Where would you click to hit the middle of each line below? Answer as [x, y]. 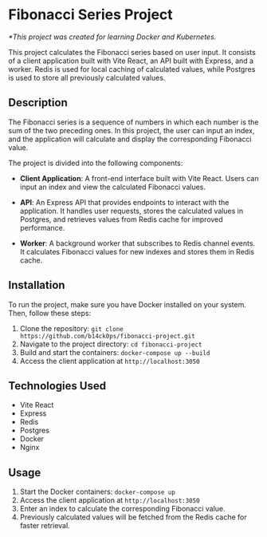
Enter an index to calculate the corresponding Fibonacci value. [122, 509]
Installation [37, 285]
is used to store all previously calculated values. [87, 77]
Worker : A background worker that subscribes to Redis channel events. [137, 243]
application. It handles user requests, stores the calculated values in [132, 211]
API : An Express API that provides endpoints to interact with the [124, 202]
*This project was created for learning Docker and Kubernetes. [112, 37]
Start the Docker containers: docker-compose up [97, 492]
